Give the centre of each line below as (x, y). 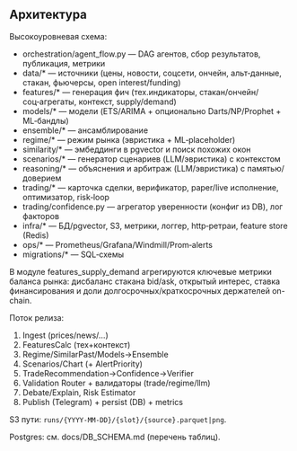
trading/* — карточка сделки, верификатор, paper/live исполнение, (150, 187)
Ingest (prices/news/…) (66, 335)
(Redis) (35, 235)
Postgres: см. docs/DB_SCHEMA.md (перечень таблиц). (115, 437)
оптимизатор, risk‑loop (66, 197)
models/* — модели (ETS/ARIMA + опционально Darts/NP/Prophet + (152, 111)
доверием (42, 178)
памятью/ (266, 168)
